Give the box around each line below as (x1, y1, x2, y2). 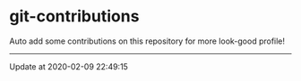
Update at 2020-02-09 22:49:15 (9, 61, 128, 72)
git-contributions (9, 6, 140, 27)
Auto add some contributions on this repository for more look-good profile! (9, 36, 285, 46)
